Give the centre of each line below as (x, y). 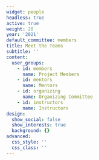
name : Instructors (45, 108)
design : (16, 114)
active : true (23, 23)
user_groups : (28, 63)
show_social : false (36, 119)
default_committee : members (42, 40)
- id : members (35, 68)
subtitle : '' (23, 52)
